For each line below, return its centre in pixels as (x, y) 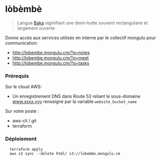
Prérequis (17, 76)
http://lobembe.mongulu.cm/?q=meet (50, 57)
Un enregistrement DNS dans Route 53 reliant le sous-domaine (76, 96)
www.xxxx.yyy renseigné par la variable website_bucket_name (75, 102)
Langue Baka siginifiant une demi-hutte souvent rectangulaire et (82, 23)
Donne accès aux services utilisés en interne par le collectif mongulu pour (81, 38)
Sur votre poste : (22, 111)
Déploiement (21, 139)
